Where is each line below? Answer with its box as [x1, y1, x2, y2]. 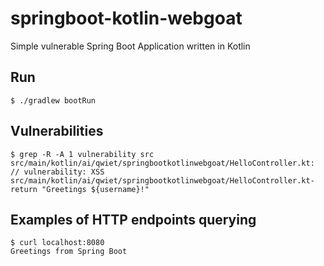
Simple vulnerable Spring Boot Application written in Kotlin [10, 40, 251, 52]
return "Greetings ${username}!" [10, 184, 150, 194]
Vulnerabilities [10, 123, 104, 140]
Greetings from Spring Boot [10, 247, 128, 257]
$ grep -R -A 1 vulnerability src [10, 149, 155, 159]
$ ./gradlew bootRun [10, 95, 97, 106]
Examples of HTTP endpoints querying [10, 211, 257, 228]
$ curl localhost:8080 [10, 238, 105, 248]
